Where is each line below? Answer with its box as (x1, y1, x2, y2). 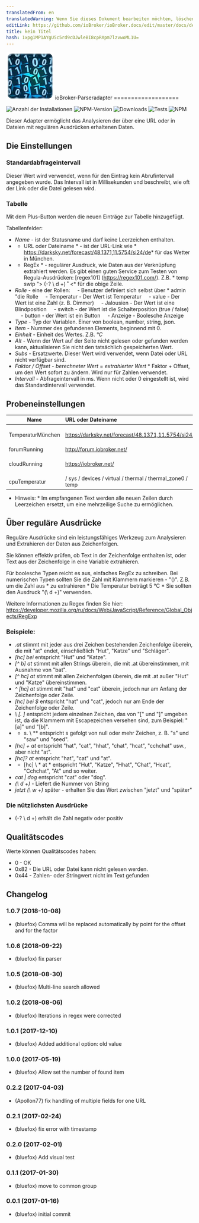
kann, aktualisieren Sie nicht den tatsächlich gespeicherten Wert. (14, 344, 174, 351)
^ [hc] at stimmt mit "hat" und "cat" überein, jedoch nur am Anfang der (14, 685, 188, 692)
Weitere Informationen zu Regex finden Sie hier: (6, 600, 123, 607)
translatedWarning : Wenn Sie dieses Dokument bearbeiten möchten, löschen (6, 15, 195, 22)
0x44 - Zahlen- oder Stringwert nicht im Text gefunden (14, 872, 150, 879)
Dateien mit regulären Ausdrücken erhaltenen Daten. (6, 124, 134, 131)
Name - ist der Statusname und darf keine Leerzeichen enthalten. (14, 236, 175, 243)
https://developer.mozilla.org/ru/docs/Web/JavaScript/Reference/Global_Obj (6, 606, 192, 613)
